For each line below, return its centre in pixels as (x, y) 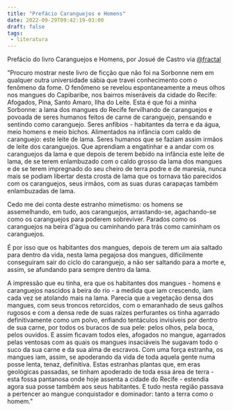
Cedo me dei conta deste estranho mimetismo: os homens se (95, 204)
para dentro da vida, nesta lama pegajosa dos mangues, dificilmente (105, 255)
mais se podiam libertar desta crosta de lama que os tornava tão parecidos (114, 176)
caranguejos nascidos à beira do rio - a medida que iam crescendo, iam (110, 291)
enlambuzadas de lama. (41, 191)
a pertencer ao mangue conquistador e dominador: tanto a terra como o (110, 394)
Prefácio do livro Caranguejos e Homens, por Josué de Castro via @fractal (114, 59)
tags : (15, 33)
